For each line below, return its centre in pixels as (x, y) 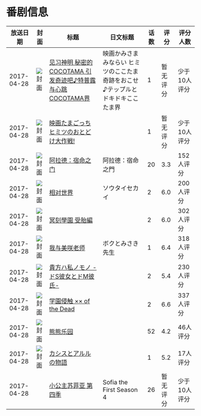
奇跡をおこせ (121, 80)
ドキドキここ (121, 98)
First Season (120, 390)
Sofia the (115, 382)
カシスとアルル (70, 353)
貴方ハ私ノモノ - (73, 267)
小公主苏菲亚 (67, 385)
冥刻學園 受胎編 (71, 220)
